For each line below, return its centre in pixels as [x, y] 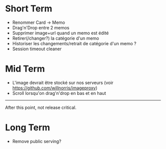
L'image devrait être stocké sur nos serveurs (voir [63, 82]
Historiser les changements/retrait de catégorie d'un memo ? [74, 43]
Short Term [29, 9]
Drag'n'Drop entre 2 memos [41, 27]
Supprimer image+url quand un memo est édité [61, 33]
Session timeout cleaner [37, 49]
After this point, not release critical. [41, 107]
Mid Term [25, 69]
